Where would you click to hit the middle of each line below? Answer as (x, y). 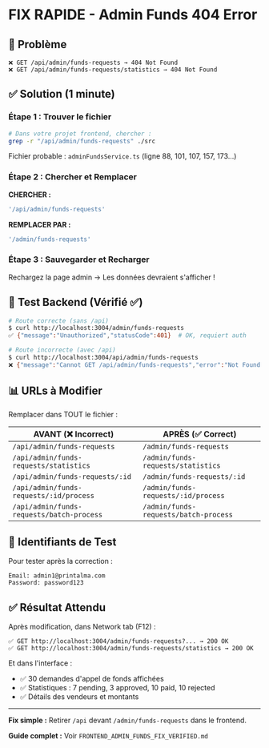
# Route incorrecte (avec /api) (62, 350)
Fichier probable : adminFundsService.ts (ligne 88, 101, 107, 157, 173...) (122, 156)
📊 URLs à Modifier (55, 391)
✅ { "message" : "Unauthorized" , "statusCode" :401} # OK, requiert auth (127, 336)
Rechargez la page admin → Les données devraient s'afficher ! (112, 277)
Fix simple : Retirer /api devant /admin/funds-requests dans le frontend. (127, 720)
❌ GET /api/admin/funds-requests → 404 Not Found (93, 62)
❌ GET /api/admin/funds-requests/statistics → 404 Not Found (113, 70)
